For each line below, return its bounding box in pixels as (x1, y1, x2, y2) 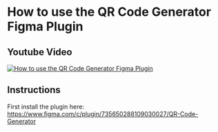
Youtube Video (7, 46, 72, 58)
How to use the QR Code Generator (7, 4, 212, 20)
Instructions (7, 84, 61, 96)
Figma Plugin (7, 19, 84, 34)
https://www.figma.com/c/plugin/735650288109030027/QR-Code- (7, 109, 199, 118)
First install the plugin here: (7, 102, 85, 111)
